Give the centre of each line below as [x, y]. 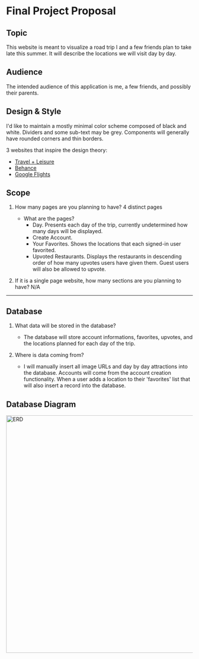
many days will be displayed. [68, 231]
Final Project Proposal [61, 11]
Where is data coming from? [49, 355]
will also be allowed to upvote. [69, 269]
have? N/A [27, 287]
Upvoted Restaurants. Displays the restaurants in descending [107, 256]
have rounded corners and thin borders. [55, 139]
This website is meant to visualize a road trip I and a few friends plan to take [99, 47]
